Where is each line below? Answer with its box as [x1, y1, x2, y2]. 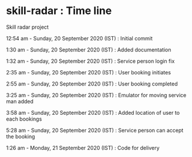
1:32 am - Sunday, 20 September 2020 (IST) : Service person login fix [6, 57, 175, 64]
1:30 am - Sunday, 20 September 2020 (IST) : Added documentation [6, 46, 171, 53]
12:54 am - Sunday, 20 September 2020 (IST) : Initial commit [6, 35, 153, 42]
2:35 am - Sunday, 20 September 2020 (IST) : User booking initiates [6, 69, 171, 76]
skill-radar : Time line [6, 4, 112, 18]
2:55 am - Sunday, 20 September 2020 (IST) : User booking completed [6, 80, 178, 87]
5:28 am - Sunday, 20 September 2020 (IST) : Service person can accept [6, 127, 184, 134]
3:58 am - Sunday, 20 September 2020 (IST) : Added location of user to [6, 109, 180, 116]
